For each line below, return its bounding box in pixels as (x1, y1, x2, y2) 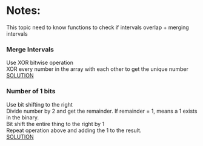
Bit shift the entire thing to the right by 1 (6, 120, 105, 127)
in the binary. (6, 113, 39, 121)
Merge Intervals (6, 45, 55, 53)
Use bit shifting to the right (6, 101, 73, 108)
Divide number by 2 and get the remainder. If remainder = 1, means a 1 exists (6, 107, 198, 114)
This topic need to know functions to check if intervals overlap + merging (6, 24, 189, 31)
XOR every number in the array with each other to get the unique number (6, 65, 189, 73)
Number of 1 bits (6, 87, 56, 96)
